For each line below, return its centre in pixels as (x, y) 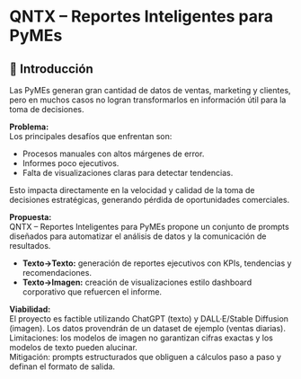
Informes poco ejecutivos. (71, 163)
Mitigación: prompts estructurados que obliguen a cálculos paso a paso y (145, 357)
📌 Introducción (51, 69)
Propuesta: (31, 217)
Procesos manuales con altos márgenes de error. (113, 154)
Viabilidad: (30, 309)
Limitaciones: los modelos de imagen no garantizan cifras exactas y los (142, 338)
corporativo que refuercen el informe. (92, 292)
